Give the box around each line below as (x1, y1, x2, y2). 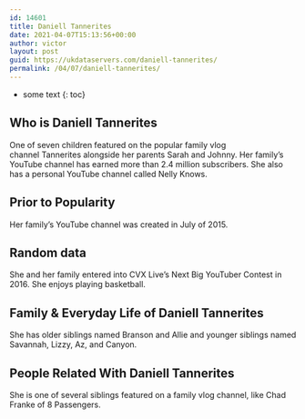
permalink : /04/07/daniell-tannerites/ (9, 65, 161, 74)
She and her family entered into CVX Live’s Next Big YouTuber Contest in (9, 269, 282, 280)
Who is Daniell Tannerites (9, 115, 158, 131)
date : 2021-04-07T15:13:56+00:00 (9, 30, 137, 39)
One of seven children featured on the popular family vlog (9, 139, 227, 150)
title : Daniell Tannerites (9, 22, 112, 31)
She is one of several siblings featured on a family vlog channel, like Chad (9, 389, 287, 400)
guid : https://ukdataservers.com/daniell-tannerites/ (9, 55, 219, 65)
